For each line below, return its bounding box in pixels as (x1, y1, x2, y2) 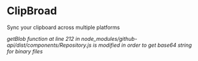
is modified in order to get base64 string (92, 41, 193, 49)
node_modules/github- (81, 35, 138, 42)
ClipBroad (7, 4, 57, 18)
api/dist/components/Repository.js (7, 41, 92, 49)
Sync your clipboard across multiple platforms (7, 24, 120, 31)
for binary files (7, 47, 44, 54)
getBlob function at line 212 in (7, 35, 80, 42)
